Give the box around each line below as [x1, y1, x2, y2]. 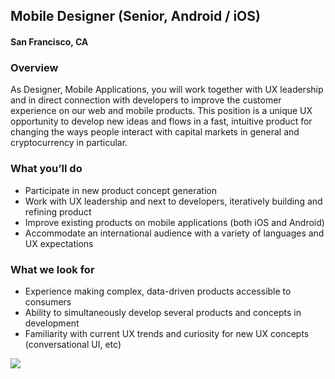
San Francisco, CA [10, 35, 89, 48]
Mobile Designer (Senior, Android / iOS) [10, 8, 261, 25]
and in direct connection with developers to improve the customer [10, 94, 282, 106]
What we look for [10, 262, 95, 276]
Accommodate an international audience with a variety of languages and [24, 227, 325, 239]
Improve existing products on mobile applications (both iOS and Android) [24, 216, 325, 228]
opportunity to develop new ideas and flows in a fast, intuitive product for [10, 115, 313, 128]
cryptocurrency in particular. [10, 137, 128, 149]
